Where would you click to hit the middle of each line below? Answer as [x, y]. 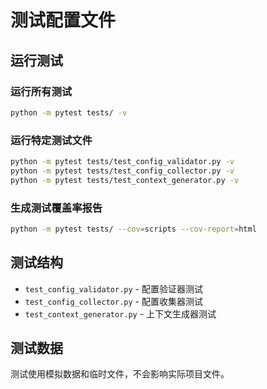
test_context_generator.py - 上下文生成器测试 [120, 313]
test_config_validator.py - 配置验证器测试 [113, 288]
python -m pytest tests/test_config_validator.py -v [122, 162]
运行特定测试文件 [51, 140]
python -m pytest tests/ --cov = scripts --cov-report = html [133, 229]
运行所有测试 [41, 91]
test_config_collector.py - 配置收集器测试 [113, 301]
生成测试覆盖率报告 [56, 208]
